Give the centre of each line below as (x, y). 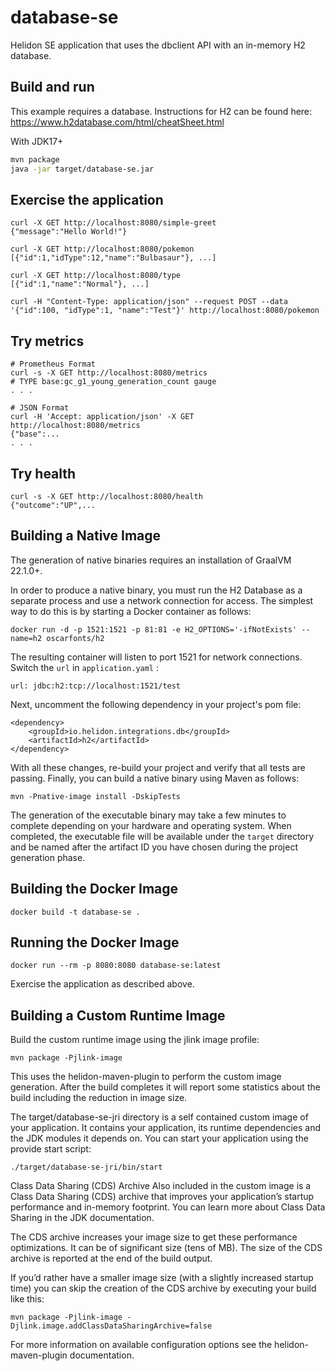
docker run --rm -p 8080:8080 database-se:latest (116, 966)
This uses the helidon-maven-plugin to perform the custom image (146, 1077)
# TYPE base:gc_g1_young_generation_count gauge (113, 382)
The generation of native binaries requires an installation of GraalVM (151, 560)
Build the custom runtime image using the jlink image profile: (135, 1040)
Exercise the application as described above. (102, 984)
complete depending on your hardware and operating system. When (151, 825)
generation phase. (48, 857)
